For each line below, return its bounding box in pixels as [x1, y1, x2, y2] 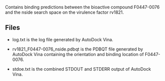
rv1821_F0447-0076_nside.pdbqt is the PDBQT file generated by [12, 46, 143, 52]
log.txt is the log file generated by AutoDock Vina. [12, 36, 113, 42]
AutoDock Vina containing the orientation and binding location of [12, 51, 144, 57]
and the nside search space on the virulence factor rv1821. [5, 9, 124, 15]
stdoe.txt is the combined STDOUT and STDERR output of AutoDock [12, 66, 151, 72]
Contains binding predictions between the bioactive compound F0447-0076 [5, 4, 160, 10]
